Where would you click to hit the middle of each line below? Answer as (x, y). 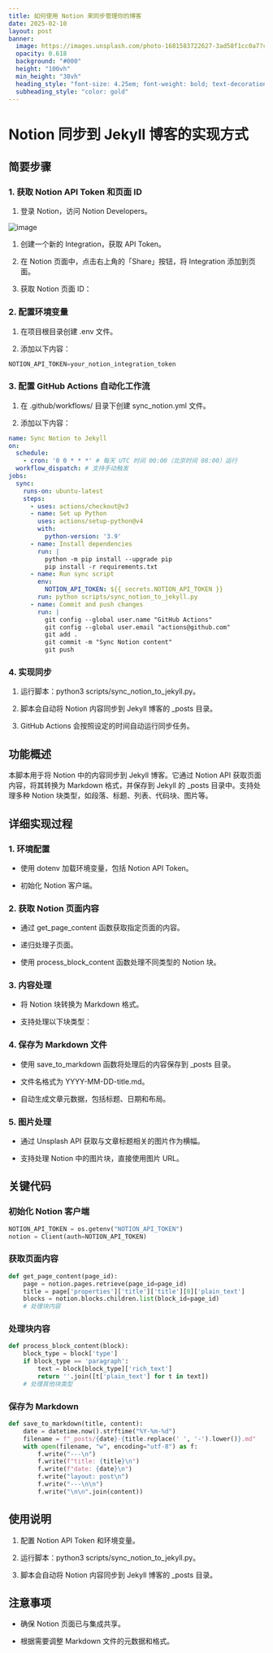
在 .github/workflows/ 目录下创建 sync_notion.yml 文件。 (115, 405)
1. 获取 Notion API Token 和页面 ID (75, 192)
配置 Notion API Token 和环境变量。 (80, 1540)
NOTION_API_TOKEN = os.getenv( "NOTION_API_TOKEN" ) (96, 1229)
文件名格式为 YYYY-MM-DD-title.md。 (84, 1081)
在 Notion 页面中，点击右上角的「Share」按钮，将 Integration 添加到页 (138, 262)
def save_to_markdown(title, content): (76, 1424)
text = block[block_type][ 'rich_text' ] (105, 1369)
